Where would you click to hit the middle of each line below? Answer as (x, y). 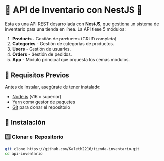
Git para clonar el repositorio (41, 107)
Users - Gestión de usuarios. (42, 49)
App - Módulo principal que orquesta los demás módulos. (71, 59)
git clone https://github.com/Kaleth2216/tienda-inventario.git (72, 149)
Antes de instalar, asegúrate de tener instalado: (53, 87)
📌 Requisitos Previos (37, 75)
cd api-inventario (24, 154)
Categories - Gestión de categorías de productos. (63, 43)
